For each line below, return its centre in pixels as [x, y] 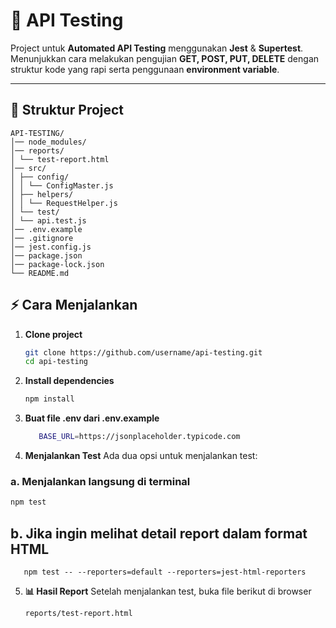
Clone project [53, 334]
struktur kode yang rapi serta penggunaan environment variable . [145, 69]
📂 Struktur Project [67, 110]
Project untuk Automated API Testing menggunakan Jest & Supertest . [157, 48]
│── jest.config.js [51, 247]
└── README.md [40, 273]
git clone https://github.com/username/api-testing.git [143, 352]
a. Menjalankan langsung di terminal [100, 481]
